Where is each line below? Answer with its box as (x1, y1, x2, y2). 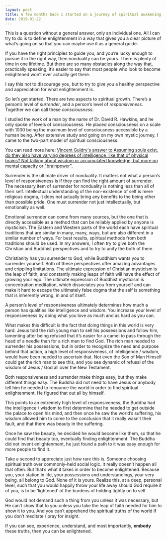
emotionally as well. (5, 205, 46, 211)
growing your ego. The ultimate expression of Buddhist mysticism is (5, 277, 144, 283)
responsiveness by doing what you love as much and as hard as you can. (5, 313, 155, 319)
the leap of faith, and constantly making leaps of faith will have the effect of (5, 271, 160, 277)
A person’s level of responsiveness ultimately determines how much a (5, 302, 148, 308)
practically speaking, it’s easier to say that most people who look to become (5, 66, 161, 72)
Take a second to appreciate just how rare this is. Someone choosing (5, 456, 147, 462)
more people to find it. (5, 446, 51, 452)
